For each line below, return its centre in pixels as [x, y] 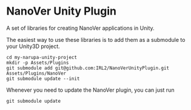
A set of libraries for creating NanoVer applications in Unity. [80, 28]
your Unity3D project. [33, 46]
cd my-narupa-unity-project [42, 57]
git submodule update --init [43, 78]
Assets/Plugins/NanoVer [36, 73]
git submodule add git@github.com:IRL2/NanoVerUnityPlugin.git [88, 68]
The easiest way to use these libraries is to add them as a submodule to [96, 40]
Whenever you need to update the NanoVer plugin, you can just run [90, 90]
